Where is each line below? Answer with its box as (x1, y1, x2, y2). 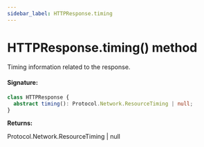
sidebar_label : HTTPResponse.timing (7, 10, 113, 17)
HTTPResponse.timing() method (7, 39, 198, 55)
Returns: (7, 119, 33, 128)
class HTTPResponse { (7, 94, 70, 101)
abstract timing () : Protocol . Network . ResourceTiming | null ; (13, 100, 194, 107)
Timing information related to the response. (7, 63, 131, 71)
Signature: (7, 79, 38, 87)
